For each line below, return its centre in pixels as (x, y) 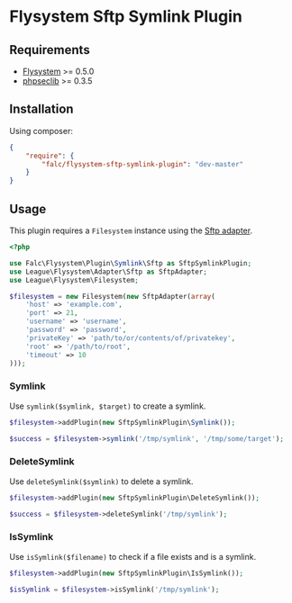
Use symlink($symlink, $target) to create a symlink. (108, 406)
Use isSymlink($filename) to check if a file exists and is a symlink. (133, 556)
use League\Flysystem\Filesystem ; (74, 280)
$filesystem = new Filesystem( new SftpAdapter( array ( (113, 296)
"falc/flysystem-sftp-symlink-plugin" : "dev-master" (143, 164)
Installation (41, 109)
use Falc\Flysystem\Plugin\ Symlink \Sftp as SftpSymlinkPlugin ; (131, 263)
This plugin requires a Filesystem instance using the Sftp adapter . (131, 230)
